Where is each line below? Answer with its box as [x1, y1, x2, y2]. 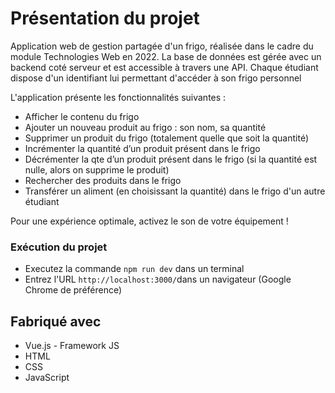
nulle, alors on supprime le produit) [24, 163, 170, 176]
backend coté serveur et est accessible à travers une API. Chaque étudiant [10, 61, 319, 73]
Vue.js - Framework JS [24, 340, 120, 352]
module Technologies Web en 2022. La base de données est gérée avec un [10, 50, 322, 62]
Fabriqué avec [10, 313, 102, 330]
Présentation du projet [10, 7, 200, 30]
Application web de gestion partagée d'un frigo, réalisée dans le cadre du [10, 40, 314, 52]
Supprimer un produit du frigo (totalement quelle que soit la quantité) [24, 132, 310, 144]
